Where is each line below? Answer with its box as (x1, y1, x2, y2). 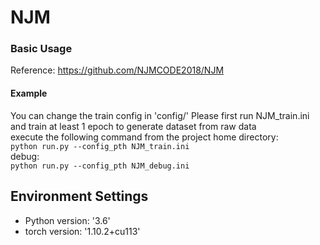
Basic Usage (10, 42, 73, 56)
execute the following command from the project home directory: (10, 131, 279, 143)
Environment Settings (10, 188, 149, 205)
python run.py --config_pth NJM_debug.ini (10, 161, 190, 171)
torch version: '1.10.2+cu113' (24, 225, 141, 237)
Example (10, 87, 48, 100)
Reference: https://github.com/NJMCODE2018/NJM (10, 64, 225, 76)
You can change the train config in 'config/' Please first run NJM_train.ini (10, 109, 310, 121)
